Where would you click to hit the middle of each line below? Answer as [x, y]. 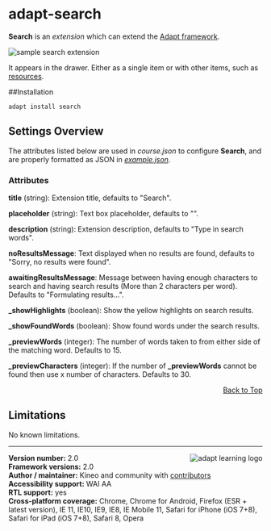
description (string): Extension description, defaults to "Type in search [126, 229]
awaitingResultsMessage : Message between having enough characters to [133, 278]
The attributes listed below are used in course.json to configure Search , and [135, 151]
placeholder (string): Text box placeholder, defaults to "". [104, 214]
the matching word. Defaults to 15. [65, 350]
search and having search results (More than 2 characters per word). [123, 286]
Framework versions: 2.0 [51, 466]
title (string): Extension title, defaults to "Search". [90, 198]
